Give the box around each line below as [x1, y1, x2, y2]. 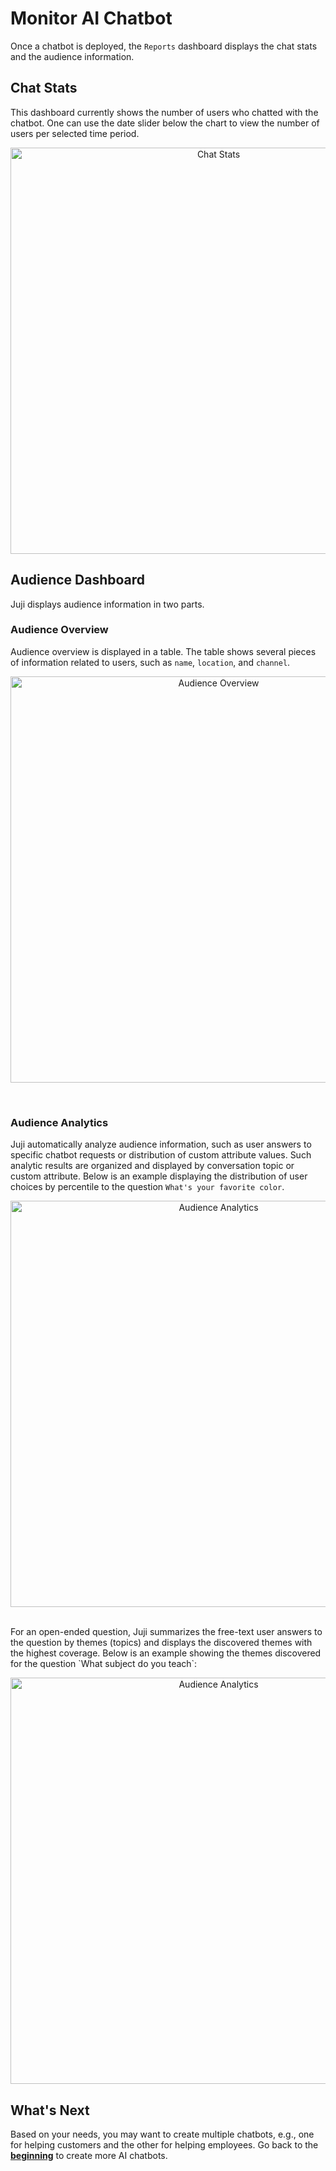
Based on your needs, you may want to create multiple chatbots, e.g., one [10, 2128, 315, 2140]
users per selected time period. [10, 127, 140, 139]
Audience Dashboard [10, 572, 146, 589]
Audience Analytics [10, 1115, 109, 1129]
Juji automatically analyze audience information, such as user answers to [10, 1138, 312, 1151]
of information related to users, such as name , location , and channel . [10, 656, 291, 668]
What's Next [10, 2102, 90, 2119]
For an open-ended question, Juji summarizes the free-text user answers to [10, 1626, 323, 1638]
